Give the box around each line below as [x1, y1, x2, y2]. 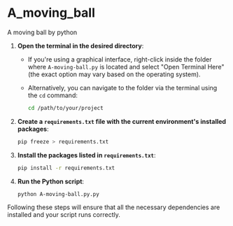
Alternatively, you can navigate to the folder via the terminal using [27, 83, 218, 92]
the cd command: [27, 91, 78, 99]
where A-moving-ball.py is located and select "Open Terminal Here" [27, 62, 225, 71]
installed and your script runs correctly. [7, 211, 120, 219]
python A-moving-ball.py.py [17, 190, 99, 197]
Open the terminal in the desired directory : [17, 41, 144, 50]
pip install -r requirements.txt [17, 164, 115, 171]
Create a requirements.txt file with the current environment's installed [17, 117, 226, 125]
